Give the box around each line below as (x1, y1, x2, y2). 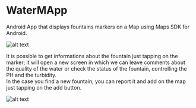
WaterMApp (6, 4, 68, 17)
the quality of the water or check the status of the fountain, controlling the (6, 65, 187, 72)
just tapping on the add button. (6, 84, 82, 91)
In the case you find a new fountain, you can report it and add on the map (6, 78, 186, 85)
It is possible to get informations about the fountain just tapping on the (6, 52, 178, 59)
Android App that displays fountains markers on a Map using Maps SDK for (6, 23, 190, 30)
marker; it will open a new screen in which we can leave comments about (6, 59, 186, 66)
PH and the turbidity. (6, 71, 57, 78)
